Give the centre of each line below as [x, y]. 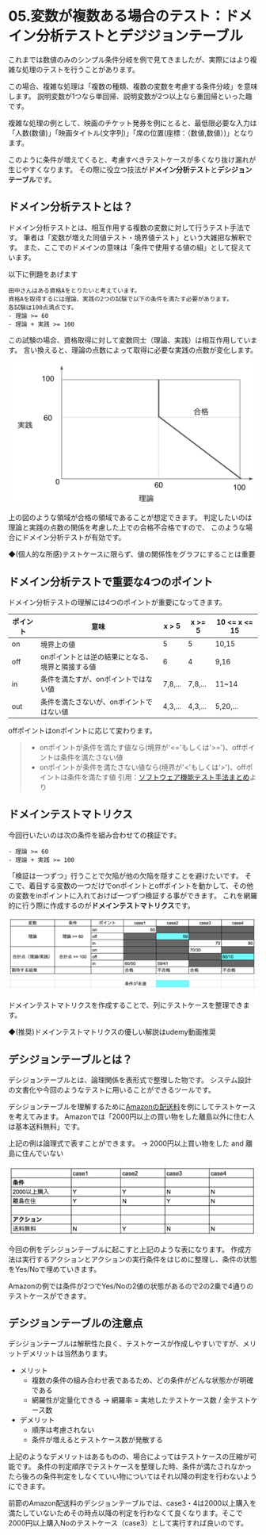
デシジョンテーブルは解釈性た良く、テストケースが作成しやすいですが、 [125, 1344]
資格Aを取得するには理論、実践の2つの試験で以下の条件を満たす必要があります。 [121, 299]
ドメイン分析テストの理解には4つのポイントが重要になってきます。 [118, 602]
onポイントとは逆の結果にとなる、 [97, 656]
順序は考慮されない [63, 1430]
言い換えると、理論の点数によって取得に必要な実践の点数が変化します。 [141, 350]
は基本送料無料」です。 [46, 1127]
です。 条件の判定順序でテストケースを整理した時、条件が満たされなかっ [133, 1467]
